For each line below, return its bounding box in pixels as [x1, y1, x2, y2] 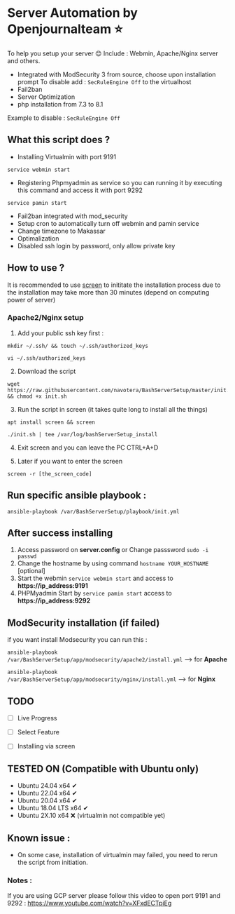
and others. [7, 56, 41, 65]
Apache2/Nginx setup [7, 313, 84, 323]
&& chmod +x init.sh [7, 393, 68, 400]
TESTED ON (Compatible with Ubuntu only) [7, 762, 199, 774]
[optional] [17, 567, 45, 575]
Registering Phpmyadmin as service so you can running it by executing [17, 178, 222, 187]
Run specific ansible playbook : [7, 490, 147, 502]
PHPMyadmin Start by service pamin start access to [17, 589, 173, 598]
